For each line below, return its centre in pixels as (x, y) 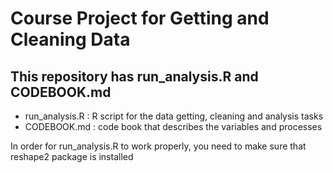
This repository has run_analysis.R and (134, 76)
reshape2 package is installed (72, 156)
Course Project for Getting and (140, 18)
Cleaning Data (70, 39)
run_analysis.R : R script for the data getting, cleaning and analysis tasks (174, 116)
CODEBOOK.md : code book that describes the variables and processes (173, 126)
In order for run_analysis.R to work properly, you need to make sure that (158, 146)
